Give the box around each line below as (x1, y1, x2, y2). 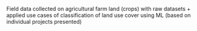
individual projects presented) (6, 18, 82, 25)
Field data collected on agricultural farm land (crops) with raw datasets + (6, 5, 191, 12)
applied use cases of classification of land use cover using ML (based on (6, 12, 191, 19)
